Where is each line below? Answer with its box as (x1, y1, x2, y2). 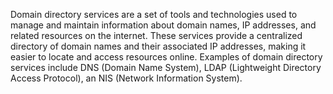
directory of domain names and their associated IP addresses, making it (10, 40, 307, 52)
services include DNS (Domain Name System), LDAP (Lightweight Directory (10, 62, 322, 73)
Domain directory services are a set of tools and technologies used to (10, 9, 298, 20)
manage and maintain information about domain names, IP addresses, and (10, 19, 317, 31)
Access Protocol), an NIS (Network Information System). (10, 72, 243, 84)
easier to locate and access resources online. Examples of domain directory (10, 51, 323, 63)
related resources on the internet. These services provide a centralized (10, 30, 303, 41)
